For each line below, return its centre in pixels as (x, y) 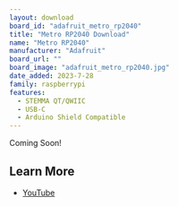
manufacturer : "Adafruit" (57, 51)
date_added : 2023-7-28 (51, 76)
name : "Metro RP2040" (50, 43)
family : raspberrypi (48, 84)
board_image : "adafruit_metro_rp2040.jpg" (89, 68)
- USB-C (32, 109)
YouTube (38, 193)
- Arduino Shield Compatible (72, 117)
